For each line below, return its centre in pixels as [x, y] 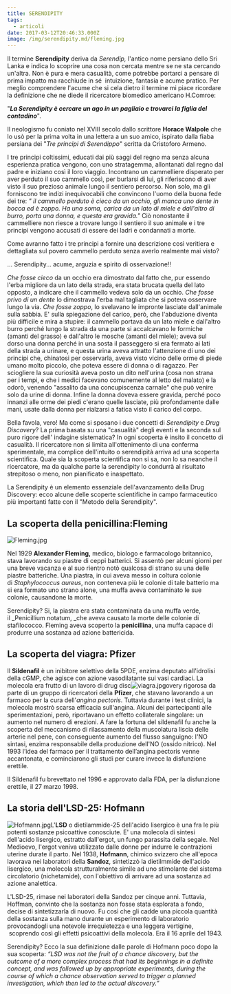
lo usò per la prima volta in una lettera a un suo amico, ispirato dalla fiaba [111, 137]
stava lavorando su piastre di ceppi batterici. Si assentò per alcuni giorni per [115, 560]
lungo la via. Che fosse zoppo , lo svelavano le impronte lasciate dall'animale [115, 307]
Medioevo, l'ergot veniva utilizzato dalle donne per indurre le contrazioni [110, 847]
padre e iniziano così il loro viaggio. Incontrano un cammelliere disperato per [115, 172]
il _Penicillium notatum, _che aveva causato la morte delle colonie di [103, 617]
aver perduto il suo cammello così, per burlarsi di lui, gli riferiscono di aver [112, 179]
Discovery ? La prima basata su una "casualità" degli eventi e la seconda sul [114, 430]
